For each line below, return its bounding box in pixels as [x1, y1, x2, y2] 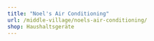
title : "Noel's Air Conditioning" [7, 10, 110, 17]
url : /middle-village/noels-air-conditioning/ [7, 17, 148, 24]
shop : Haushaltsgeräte [7, 23, 75, 30]
